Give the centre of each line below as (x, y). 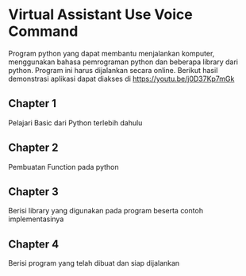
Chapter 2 (33, 148)
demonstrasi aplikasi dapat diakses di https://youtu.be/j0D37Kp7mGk (121, 79)
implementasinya (36, 219)
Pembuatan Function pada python (63, 167)
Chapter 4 (34, 244)
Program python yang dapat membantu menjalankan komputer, (111, 53)
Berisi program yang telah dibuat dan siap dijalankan (94, 263)
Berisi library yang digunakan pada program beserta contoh (106, 211)
